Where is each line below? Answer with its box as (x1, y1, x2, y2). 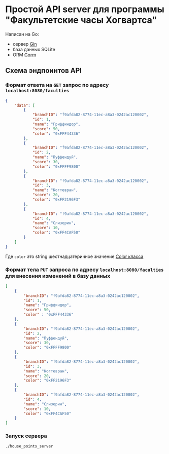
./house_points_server (5, 444, 53, 449)
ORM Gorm (12, 52, 37, 58)
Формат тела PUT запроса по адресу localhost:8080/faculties (5, 266, 164, 273)
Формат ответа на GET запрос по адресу (5, 82, 109, 89)
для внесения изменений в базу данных (5, 272, 111, 279)
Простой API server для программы (5, 4, 165, 15)
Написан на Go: (5, 31, 39, 37)
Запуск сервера (5, 432, 47, 439)
